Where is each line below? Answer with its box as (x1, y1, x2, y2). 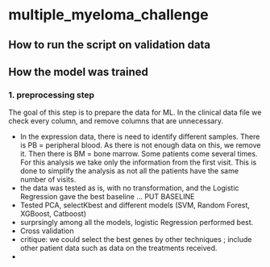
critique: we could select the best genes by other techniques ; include (19, 235, 252, 244)
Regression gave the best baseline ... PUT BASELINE (19, 192, 195, 202)
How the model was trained (8, 65, 149, 78)
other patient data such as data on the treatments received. (19, 244, 218, 253)
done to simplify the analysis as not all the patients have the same (19, 166, 239, 176)
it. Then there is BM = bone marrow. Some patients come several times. (19, 149, 258, 159)
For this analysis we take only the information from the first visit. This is (19, 157, 257, 167)
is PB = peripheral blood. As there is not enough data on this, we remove (19, 140, 261, 150)
